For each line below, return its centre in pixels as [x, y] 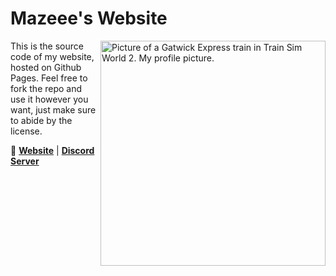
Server [25, 161]
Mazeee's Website [89, 18]
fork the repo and [46, 88]
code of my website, [52, 56]
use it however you [49, 99]
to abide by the [41, 120]
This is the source [47, 46]
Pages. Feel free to [49, 78]
